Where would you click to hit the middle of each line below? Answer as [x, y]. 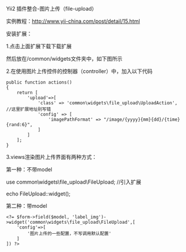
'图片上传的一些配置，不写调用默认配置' [69, 234]
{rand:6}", [19, 125]
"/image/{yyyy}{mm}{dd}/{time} [142, 120]
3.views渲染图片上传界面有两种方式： [52, 157]
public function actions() [39, 82]
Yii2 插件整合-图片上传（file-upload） [52, 9]
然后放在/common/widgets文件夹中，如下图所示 [64, 59]
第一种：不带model [29, 169]
